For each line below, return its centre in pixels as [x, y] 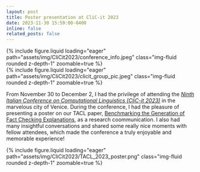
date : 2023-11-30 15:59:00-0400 [46, 23]
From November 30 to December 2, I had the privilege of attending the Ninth [100, 94]
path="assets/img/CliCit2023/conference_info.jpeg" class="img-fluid [92, 57]
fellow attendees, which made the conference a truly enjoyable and [89, 133]
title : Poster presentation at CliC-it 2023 [62, 17]
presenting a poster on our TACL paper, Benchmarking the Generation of [96, 113]
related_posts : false [33, 34]
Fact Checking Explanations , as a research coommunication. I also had [93, 119]
